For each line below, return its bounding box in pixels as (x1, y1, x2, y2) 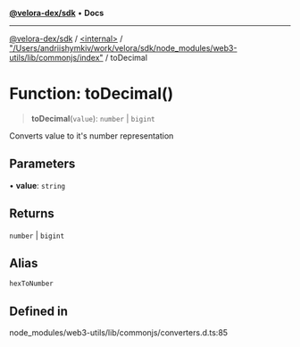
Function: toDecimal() (9, 84, 174, 104)
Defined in (9, 303, 69, 318)
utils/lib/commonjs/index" (9, 53, 104, 63)
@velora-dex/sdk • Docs (9, 8, 104, 18)
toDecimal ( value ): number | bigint (30, 113, 155, 123)
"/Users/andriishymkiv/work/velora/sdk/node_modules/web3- (9, 43, 237, 53)
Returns (9, 206, 55, 222)
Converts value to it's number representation (9, 130, 174, 141)
